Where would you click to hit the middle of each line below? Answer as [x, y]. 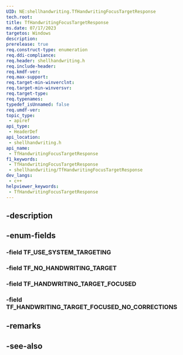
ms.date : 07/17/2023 [31, 28]
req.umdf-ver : [23, 110]
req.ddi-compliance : [31, 55]
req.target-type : [27, 93]
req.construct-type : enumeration [47, 50]
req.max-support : [27, 77]
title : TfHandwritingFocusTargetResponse [57, 22]
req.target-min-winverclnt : [40, 83]
